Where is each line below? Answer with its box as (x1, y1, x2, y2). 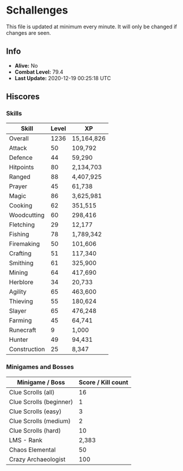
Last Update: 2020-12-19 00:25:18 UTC (14, 74, 111, 81)
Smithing (9, 259, 34, 267)
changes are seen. (6, 29, 51, 36)
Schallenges (6, 4, 68, 17)
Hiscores (6, 92, 40, 102)
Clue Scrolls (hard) (9, 426, 61, 434)
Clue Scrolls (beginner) (9, 397, 74, 406)
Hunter (9, 335, 28, 344)
